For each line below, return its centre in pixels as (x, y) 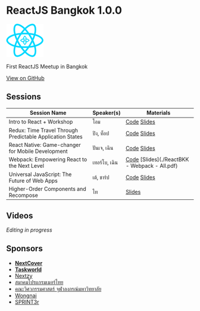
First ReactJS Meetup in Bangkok (47, 66)
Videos (20, 215)
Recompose (24, 195)
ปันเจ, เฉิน (103, 148)
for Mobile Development (38, 151)
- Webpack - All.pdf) (152, 166)
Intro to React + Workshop (41, 122)
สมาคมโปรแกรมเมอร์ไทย (39, 282)
